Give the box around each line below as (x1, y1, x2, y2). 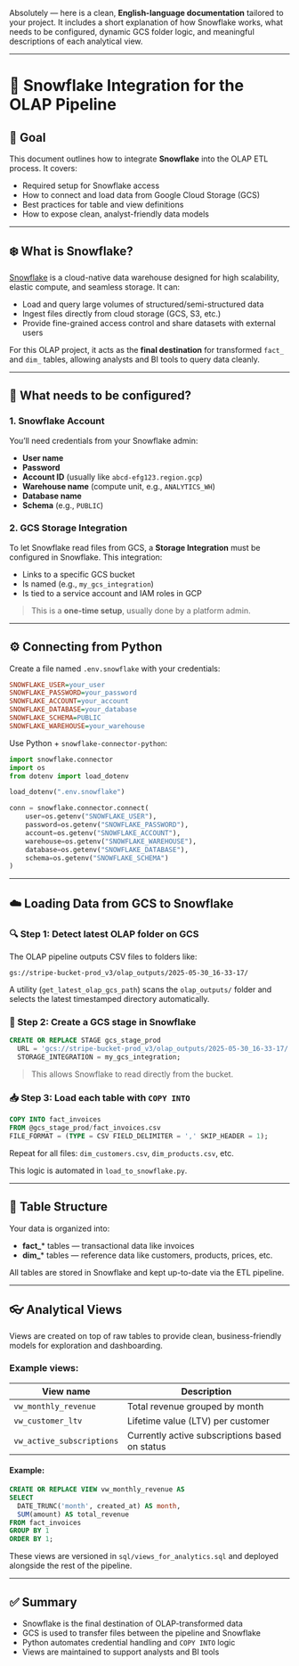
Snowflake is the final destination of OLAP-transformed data (21, 1618, 243, 1629)
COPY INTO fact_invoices (9, 1115, 101, 1124)
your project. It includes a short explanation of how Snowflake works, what (9, 17, 283, 28)
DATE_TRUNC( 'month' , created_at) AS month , (17, 1501, 181, 1510)
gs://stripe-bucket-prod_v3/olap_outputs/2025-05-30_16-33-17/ (9, 969, 249, 978)
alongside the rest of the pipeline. (9, 1560, 133, 1572)
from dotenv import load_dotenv (9, 771, 129, 781)
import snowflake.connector (9, 755, 114, 764)
